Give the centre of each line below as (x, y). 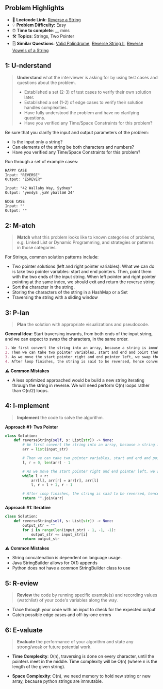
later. (29, 97)
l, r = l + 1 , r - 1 (52, 485)
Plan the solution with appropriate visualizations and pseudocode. (83, 325)
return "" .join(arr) (43, 498)
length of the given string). (39, 666)
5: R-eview (22, 583)
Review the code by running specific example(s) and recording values (87, 595)
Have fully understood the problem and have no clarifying (82, 112)
